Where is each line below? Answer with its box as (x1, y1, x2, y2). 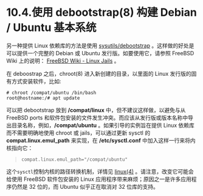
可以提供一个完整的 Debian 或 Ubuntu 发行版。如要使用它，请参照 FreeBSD (6, 49, 194, 56)
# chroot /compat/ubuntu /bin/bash (6, 89, 97, 96)
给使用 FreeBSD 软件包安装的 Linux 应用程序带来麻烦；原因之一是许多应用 (6, 175, 191, 183)
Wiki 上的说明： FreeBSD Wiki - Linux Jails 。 (6, 57, 120, 64)
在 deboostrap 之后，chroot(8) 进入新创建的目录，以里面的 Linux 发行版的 (6, 70, 191, 77)
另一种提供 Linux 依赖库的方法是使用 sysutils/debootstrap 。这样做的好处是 (6, 42, 194, 49)
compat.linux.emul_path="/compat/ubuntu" (21, 156, 128, 163)
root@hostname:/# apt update (6, 95, 80, 101)
